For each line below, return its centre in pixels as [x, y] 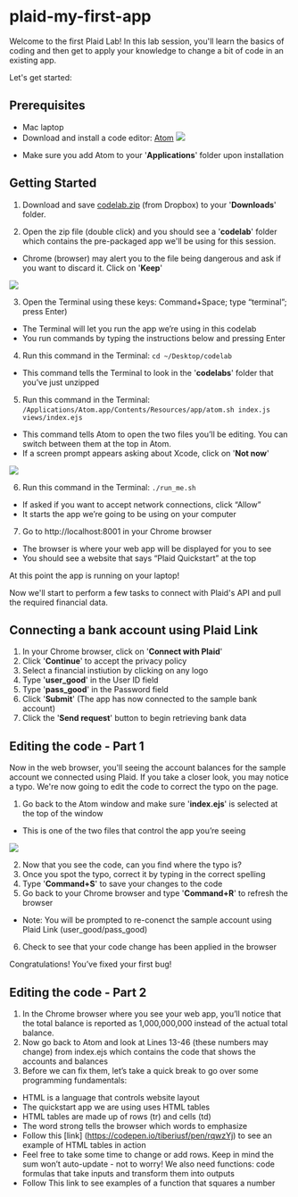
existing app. [33, 60]
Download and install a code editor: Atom [98, 138]
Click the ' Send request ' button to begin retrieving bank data [134, 718]
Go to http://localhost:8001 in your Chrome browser [117, 531]
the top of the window [62, 814]
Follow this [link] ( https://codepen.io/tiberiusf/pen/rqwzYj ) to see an [147, 1135]
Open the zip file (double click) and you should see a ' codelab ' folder [150, 231]
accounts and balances [65, 1061]
